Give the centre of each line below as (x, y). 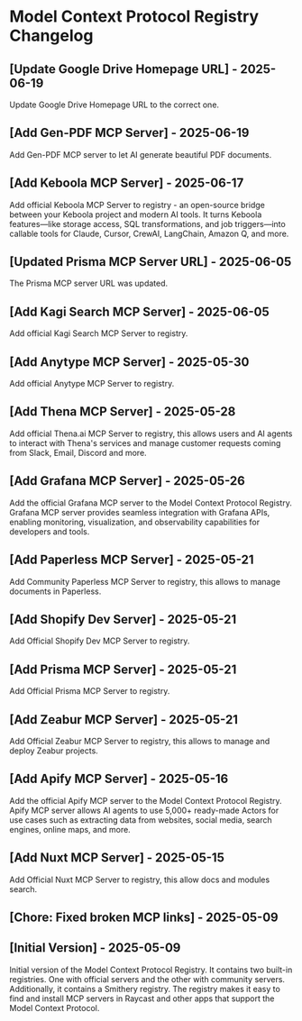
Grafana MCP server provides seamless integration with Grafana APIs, (140, 512)
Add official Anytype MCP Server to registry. (92, 384)
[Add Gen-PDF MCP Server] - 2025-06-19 (129, 133)
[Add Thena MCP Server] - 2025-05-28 (123, 412)
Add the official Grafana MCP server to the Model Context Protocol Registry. (151, 503)
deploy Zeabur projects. (54, 751)
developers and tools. (50, 531)
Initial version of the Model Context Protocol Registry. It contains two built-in (151, 970)
